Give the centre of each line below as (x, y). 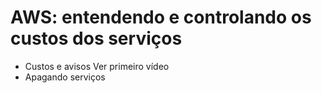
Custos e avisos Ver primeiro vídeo (97, 66)
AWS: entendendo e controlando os (161, 17)
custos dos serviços (96, 38)
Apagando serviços (65, 77)
